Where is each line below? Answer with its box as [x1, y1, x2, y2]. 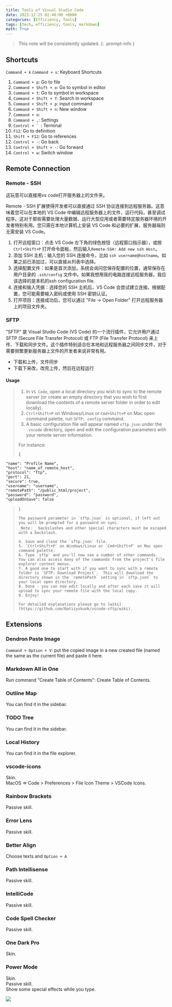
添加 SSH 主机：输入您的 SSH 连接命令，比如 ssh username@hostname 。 [13, 252, 162, 258]
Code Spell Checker [6, 914, 56, 922]
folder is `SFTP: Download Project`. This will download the [18, 571, 154, 576]
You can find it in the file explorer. [6, 750, 77, 756]
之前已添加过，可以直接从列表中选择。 [17, 258, 99, 265]
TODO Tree [6, 714, 34, 721]
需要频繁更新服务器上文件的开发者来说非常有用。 [6, 347, 109, 354]
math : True [6, 27, 29, 32]
